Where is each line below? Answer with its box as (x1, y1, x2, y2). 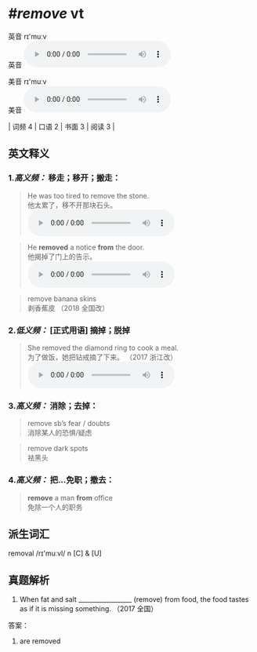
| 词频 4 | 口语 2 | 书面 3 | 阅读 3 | (8, 122, 115, 131)
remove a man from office (27, 493, 114, 502)
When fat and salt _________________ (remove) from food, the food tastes (19, 595, 249, 604)
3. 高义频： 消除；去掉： (8, 400, 99, 411)
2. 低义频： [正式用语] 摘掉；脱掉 (8, 325, 131, 336)
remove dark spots (27, 444, 89, 453)
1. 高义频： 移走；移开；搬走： (8, 173, 121, 184)
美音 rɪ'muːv (8, 76, 47, 86)
